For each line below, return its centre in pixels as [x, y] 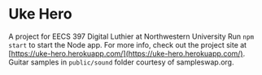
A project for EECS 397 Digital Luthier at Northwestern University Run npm [131, 36]
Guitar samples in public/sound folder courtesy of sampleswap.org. [121, 62]
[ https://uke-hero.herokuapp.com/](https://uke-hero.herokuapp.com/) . [127, 53]
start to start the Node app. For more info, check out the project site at [127, 44]
